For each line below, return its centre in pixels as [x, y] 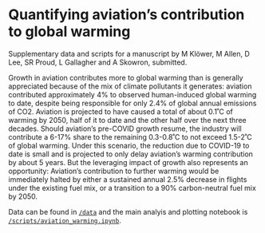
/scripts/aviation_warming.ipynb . [65, 220]
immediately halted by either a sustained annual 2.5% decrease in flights [128, 179]
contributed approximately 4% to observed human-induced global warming [132, 94]
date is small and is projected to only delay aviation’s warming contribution [131, 154]
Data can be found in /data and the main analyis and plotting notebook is [128, 211]
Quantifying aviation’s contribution [127, 15]
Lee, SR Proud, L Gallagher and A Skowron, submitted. [98, 62]
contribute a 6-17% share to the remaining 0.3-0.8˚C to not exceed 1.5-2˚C [131, 136]
